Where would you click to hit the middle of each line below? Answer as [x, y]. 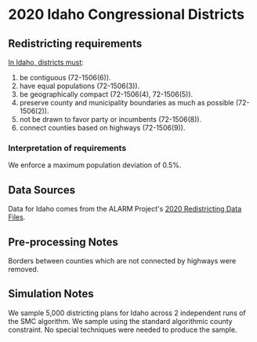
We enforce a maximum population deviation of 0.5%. [95, 165]
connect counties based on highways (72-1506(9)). [102, 128]
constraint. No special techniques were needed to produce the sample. [123, 329]
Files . [17, 217]
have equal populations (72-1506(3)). [80, 86]
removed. [24, 269]
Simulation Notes [51, 294]
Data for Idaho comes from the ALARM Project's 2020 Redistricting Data [125, 209]
